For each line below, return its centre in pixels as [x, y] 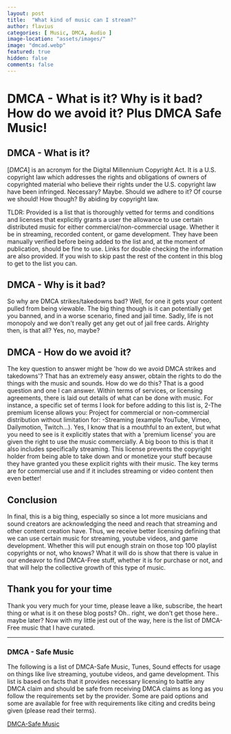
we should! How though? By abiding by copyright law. [83, 199]
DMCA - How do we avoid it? [69, 352]
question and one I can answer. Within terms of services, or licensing [105, 391]
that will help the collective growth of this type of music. [87, 568]
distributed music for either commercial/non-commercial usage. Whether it [113, 227]
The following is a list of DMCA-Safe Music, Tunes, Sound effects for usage [114, 667]
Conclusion [32, 500]
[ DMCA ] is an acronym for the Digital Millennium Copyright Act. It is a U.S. [112, 170]
